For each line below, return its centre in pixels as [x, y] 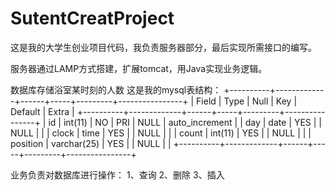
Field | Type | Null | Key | [247, 101]
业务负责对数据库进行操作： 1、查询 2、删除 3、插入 [117, 174]
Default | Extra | [42, 111]
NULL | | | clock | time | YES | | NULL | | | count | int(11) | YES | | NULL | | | [161, 133]
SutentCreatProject [92, 18]
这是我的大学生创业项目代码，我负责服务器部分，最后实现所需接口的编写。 [163, 47]
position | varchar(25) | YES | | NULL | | [91, 143]
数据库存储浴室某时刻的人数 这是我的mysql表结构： [116, 89]
